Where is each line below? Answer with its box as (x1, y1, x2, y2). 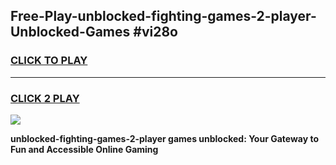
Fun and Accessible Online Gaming (10, 143, 159, 155)
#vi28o (133, 24, 178, 41)
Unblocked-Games (10, 24, 131, 41)
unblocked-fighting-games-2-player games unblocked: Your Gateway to (10, 132, 320, 144)
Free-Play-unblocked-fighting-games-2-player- (10, 8, 317, 25)
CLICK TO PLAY (10, 54, 88, 68)
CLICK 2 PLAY (10, 91, 80, 105)
